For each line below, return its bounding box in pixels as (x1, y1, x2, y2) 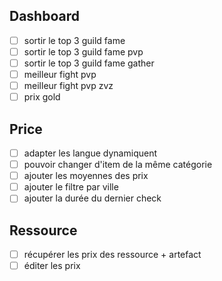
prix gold (23, 91, 61, 103)
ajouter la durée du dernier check (23, 192, 162, 204)
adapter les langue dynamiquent (23, 147, 157, 159)
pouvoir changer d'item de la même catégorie (23, 159, 213, 171)
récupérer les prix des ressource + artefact (23, 249, 202, 261)
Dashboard (9, 8, 80, 25)
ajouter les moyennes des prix (23, 170, 149, 182)
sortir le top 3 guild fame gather (23, 57, 155, 69)
